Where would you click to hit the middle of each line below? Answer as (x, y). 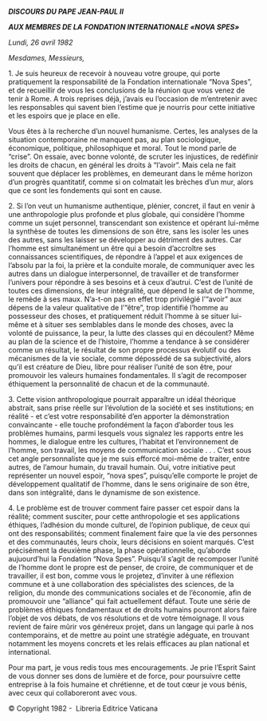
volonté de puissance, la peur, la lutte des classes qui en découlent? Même (132, 333)
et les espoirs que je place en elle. (64, 116)
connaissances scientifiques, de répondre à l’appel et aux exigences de (126, 257)
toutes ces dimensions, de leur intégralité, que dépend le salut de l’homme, (132, 291)
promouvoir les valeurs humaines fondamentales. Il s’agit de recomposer (128, 375)
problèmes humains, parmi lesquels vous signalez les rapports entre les (126, 433)
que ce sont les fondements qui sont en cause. (85, 190)
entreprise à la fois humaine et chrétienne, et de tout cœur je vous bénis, (128, 684)
